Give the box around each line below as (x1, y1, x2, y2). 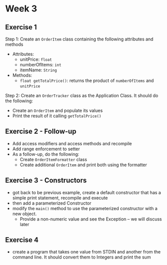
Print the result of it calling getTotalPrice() (12, 113, 102, 119)
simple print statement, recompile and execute (12, 195, 108, 201)
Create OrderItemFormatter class (19, 156, 87, 162)
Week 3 (5, 3, 37, 14)
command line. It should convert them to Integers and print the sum (12, 254, 151, 260)
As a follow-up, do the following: (12, 151, 80, 157)
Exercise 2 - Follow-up (5, 127, 76, 136)
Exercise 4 (5, 236, 39, 245)
